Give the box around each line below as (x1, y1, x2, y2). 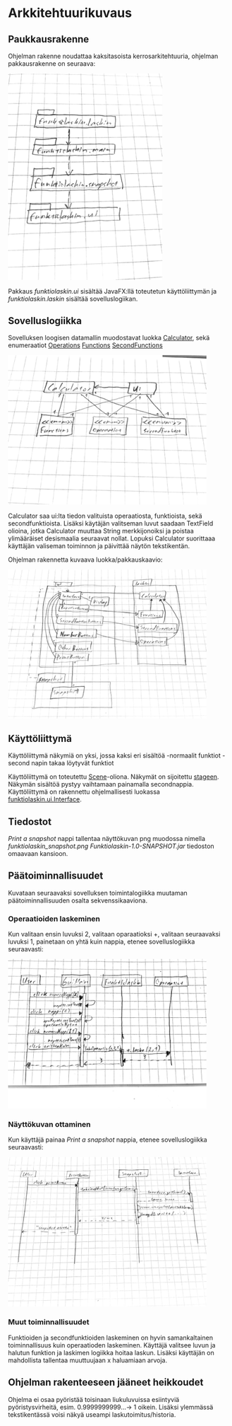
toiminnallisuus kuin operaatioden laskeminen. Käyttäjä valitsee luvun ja (8, 1340, 216, 1349)
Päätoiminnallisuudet (8, 870, 104, 882)
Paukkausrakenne (8, 33, 90, 45)
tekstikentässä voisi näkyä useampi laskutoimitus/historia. (8, 1410, 176, 1419)
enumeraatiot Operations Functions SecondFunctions (8, 341, 163, 349)
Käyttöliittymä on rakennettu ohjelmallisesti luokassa (8, 787, 161, 796)
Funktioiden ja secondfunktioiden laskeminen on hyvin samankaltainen (8, 1333, 214, 1342)
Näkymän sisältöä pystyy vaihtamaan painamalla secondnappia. (8, 780, 194, 789)
